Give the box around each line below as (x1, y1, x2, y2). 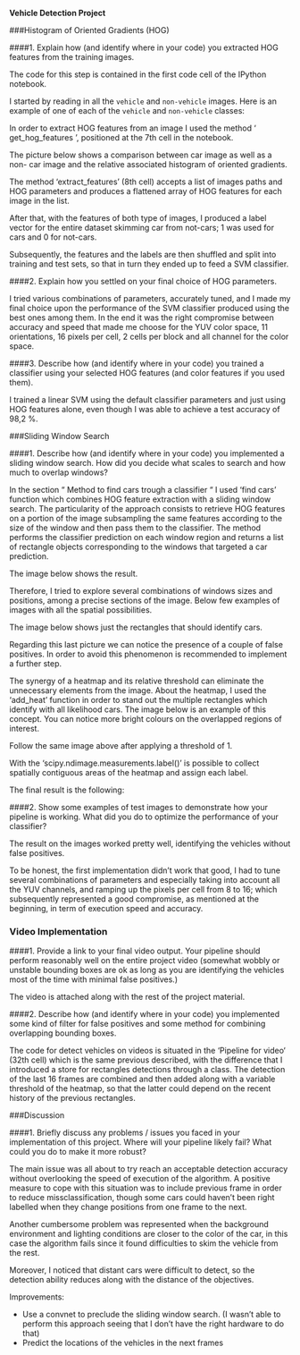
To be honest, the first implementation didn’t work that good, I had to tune (9, 865, 281, 876)
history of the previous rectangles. (9, 1093, 136, 1104)
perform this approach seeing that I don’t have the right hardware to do (21, 1318, 284, 1329)
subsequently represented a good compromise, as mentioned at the (9, 893, 259, 904)
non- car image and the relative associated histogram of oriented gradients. (9, 159, 287, 169)
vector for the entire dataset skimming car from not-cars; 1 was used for (9, 223, 275, 233)
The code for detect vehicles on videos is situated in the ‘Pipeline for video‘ (9, 1046, 286, 1056)
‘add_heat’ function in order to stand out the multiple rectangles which (9, 695, 268, 705)
